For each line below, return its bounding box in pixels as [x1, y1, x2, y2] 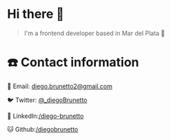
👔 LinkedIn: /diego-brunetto [7, 112, 84, 120]
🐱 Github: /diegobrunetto [7, 125, 79, 133]
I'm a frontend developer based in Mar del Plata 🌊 [23, 29, 165, 37]
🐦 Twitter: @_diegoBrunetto [7, 96, 88, 104]
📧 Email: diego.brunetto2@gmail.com [7, 82, 112, 90]
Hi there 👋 [7, 6, 64, 22]
